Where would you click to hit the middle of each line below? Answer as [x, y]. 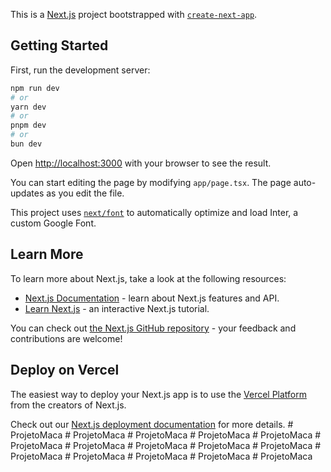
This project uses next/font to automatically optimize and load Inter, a [154, 212]
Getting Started [59, 45]
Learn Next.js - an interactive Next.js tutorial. [117, 308]
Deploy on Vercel [65, 370]
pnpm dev [28, 125]
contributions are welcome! [66, 338]
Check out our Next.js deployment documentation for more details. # [152, 424]
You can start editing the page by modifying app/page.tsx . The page [151, 182]
